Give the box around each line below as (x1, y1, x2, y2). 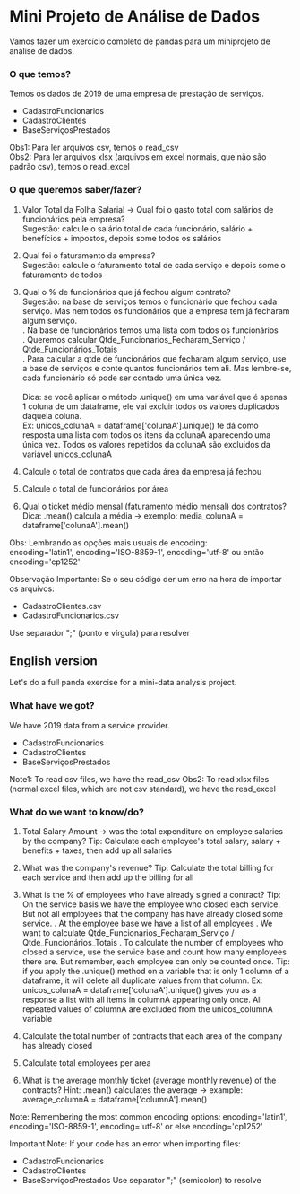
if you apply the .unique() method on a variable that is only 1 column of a (21, 965, 289, 976)
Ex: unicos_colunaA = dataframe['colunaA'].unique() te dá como (21, 420, 259, 431)
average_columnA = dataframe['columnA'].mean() (21, 1094, 208, 1104)
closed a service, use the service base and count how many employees (21, 946, 287, 957)
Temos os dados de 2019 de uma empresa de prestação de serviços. (9, 88, 264, 100)
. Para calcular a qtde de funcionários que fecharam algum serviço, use (21, 353, 287, 364)
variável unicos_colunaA (21, 449, 112, 459)
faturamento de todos (21, 269, 103, 280)
